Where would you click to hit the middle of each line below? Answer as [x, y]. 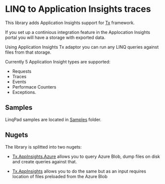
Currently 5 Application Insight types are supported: [58, 61]
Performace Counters [34, 87]
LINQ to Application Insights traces [78, 9]
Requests [22, 71]
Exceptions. [24, 92]
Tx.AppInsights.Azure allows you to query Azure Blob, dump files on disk [86, 156]
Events [19, 82]
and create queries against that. [45, 161]
